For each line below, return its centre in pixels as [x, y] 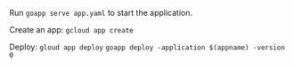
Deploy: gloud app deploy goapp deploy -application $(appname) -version [147, 47]
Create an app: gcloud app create [71, 30]
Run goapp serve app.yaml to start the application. [101, 13]
